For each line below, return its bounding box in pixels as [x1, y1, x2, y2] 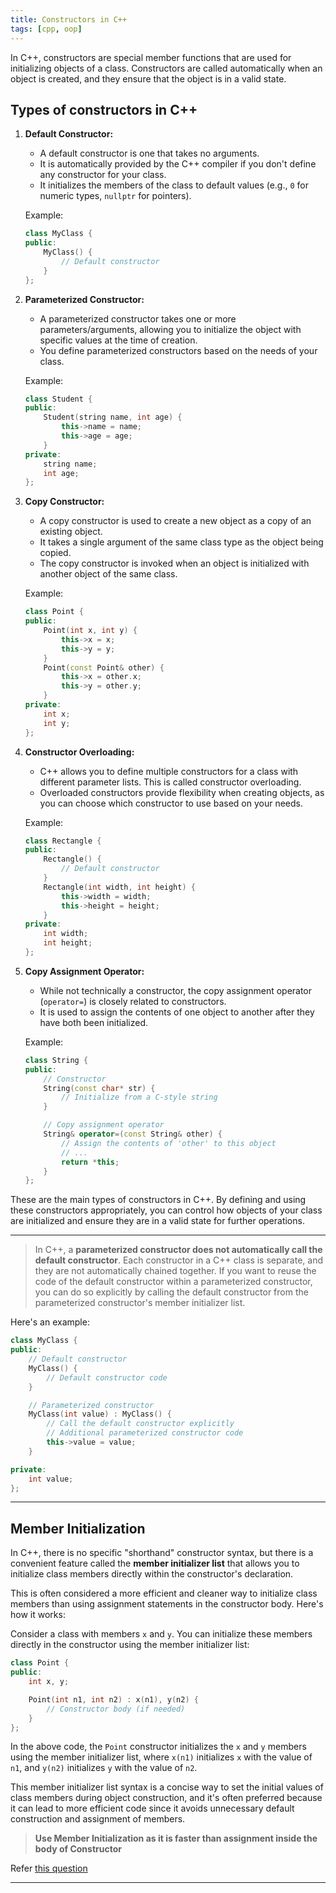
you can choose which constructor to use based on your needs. [39, 797, 303, 809]
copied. [39, 547, 72, 559]
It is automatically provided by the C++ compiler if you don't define [39, 158, 317, 170]
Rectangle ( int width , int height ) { [43, 882, 196, 892]
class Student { [24, 394, 93, 404]
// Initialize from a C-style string [61, 1092, 218, 1103]
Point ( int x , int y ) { [43, 626, 138, 636]
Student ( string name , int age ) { [43, 412, 183, 423]
